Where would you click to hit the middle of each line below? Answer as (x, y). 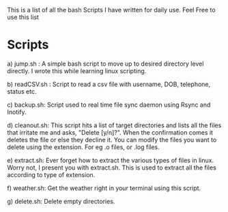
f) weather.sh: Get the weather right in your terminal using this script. (104, 188)
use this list (23, 17)
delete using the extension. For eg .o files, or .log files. (84, 147)
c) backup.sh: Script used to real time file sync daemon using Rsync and (109, 105)
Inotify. (17, 111)
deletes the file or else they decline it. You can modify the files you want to (112, 140)
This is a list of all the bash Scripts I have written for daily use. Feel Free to (112, 10)
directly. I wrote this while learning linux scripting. (77, 70)
